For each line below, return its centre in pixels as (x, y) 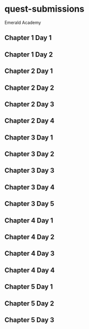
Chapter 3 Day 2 (29, 154)
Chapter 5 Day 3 (29, 320)
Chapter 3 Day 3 (30, 171)
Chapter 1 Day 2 (29, 54)
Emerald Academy (23, 22)
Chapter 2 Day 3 (29, 104)
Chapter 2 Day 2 (29, 88)
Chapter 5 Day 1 (29, 287)
